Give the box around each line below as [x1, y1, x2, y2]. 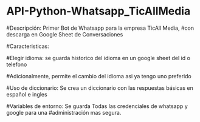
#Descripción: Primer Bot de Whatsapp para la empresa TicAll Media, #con [6, 24, 195, 32]
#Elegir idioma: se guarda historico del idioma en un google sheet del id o [6, 54, 190, 61]
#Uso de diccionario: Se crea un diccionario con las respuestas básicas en [6, 84, 193, 92]
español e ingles [6, 90, 47, 98]
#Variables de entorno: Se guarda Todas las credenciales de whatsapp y [6, 102, 188, 110]
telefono [6, 61, 27, 68]
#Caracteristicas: [6, 42, 50, 50]
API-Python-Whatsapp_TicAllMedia [6, 4, 191, 18]
